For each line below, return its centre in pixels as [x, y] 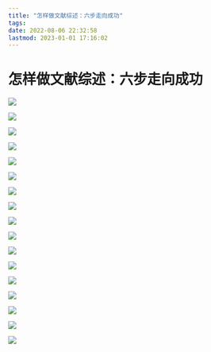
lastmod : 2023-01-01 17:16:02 [58, 38]
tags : [17, 23]
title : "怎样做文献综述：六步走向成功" [65, 15]
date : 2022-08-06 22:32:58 [53, 30]
